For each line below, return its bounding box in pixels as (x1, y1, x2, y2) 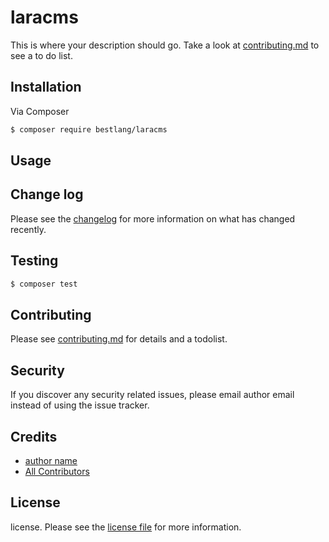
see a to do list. (10, 49, 73, 61)
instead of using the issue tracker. (10, 399, 150, 411)
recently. (10, 223, 47, 235)
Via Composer (10, 105, 70, 117)
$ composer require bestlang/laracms (10, 124, 168, 135)
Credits (10, 428, 58, 445)
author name (24, 454, 78, 466)
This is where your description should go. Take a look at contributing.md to (10, 39, 320, 51)
